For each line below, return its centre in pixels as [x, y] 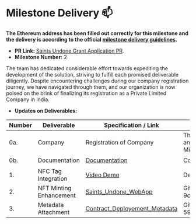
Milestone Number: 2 [41, 57]
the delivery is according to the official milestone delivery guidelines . [92, 39]
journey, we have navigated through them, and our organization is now [91, 87]
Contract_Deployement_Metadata [132, 208]
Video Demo [102, 175]
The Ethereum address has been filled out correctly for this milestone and [97, 33]
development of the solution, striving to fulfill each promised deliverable [92, 74]
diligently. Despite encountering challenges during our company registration [97, 81]
